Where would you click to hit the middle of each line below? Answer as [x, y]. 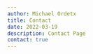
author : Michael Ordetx [42, 14]
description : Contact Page [46, 33]
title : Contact [29, 20]
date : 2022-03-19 [33, 27]
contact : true [28, 40]
